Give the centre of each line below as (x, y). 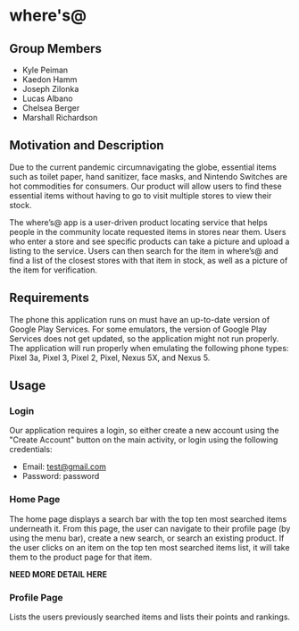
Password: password (61, 476)
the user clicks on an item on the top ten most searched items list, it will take (149, 547)
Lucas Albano (47, 98)
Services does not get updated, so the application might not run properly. (144, 338)
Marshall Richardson (60, 118)
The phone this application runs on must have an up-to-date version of (140, 319)
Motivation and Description (87, 145)
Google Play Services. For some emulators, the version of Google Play (138, 329)
